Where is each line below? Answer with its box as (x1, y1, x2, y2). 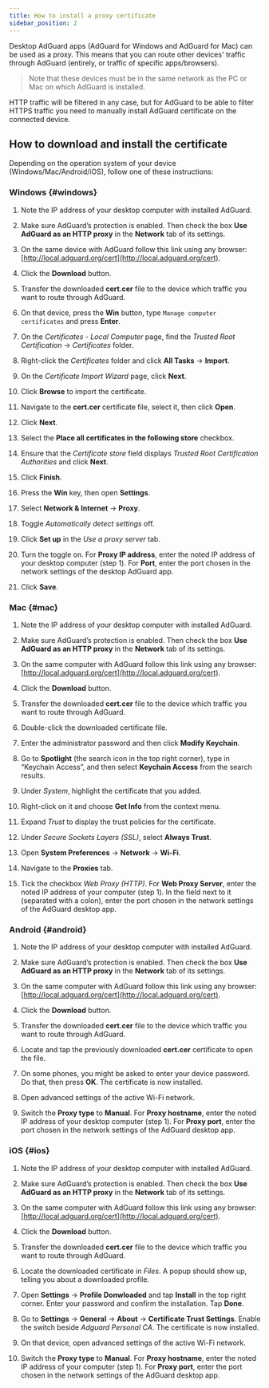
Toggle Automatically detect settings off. (20, 519, 155, 528)
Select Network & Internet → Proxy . (20, 503, 140, 513)
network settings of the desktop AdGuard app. (20, 566, 174, 576)
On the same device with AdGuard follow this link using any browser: (20, 244, 247, 254)
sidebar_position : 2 (9, 19, 78, 27)
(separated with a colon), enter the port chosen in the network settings (20, 895, 254, 905)
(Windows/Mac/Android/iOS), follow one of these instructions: (9, 167, 214, 176)
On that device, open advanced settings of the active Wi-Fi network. (20, 1338, 246, 1347)
